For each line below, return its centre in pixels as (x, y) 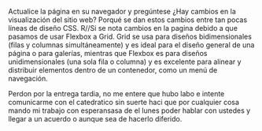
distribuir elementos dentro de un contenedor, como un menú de (113, 70)
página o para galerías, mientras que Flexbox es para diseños (108, 53)
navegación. (28, 79)
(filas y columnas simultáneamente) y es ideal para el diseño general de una (131, 45)
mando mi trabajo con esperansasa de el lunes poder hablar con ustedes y (129, 110)
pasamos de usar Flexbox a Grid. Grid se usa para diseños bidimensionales (130, 36)
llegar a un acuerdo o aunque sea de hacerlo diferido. (95, 119)
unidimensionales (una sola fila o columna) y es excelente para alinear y (125, 62)
